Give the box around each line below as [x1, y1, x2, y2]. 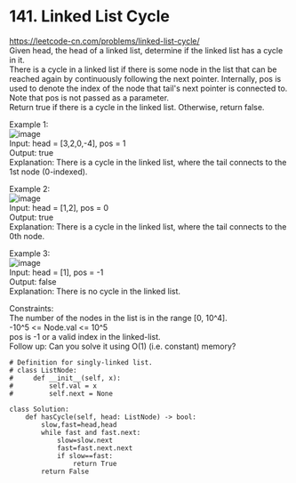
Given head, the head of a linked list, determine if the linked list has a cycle [9, 44, 284, 55]
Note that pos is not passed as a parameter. [9, 92, 170, 103]
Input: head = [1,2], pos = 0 [9, 202, 109, 213]
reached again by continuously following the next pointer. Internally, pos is [9, 73, 282, 84]
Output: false [9, 276, 57, 286]
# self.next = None [9, 389, 114, 398]
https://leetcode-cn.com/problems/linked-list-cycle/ [9, 36, 200, 46]
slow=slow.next [56, 436, 114, 445]
